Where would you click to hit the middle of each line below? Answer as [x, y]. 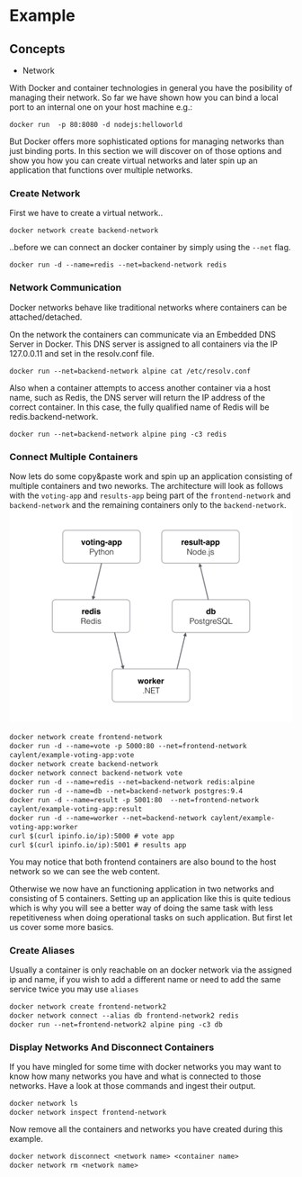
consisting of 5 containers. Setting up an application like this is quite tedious [150, 898]
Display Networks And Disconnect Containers [112, 1047]
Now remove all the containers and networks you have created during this [146, 1129]
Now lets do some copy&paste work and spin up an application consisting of [151, 476]
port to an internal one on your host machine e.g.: [101, 107]
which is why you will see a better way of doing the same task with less [142, 908]
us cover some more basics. [62, 927]
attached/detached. [46, 317]
